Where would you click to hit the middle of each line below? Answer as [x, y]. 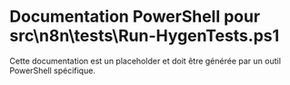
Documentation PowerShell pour [135, 17]
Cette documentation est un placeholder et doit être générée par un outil [145, 61]
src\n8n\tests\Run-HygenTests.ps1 [145, 36]
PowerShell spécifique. [52, 71]
